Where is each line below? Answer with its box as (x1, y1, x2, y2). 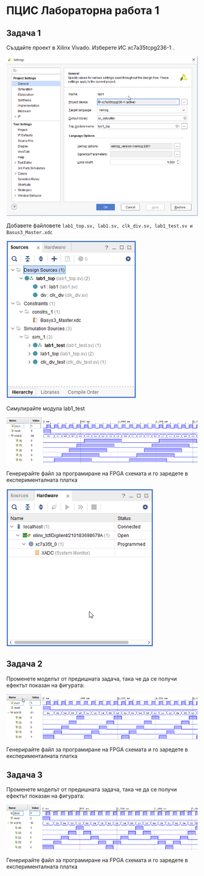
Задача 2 (6, 659, 42, 669)
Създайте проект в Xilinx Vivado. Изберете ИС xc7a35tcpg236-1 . (6, 44, 175, 51)
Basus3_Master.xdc (6, 229, 53, 235)
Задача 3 (6, 770, 43, 780)
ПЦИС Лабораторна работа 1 (6, 4, 160, 18)
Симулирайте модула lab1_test (6, 405, 85, 412)
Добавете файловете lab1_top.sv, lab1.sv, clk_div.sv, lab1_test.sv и (6, 221, 193, 229)
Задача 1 (6, 28, 41, 38)
